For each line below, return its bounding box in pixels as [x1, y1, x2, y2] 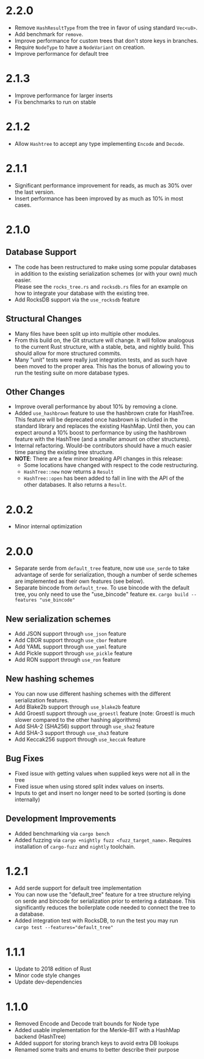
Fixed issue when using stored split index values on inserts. [14, 783, 164, 790]
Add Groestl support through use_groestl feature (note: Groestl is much [14, 709, 195, 717]
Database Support [5, 247, 77, 257]
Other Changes [5, 387, 65, 397]
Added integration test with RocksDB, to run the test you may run [14, 917, 178, 924]
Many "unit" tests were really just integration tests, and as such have [14, 356, 188, 363]
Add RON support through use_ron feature [14, 656, 121, 664]
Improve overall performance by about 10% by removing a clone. [14, 403, 178, 411]
